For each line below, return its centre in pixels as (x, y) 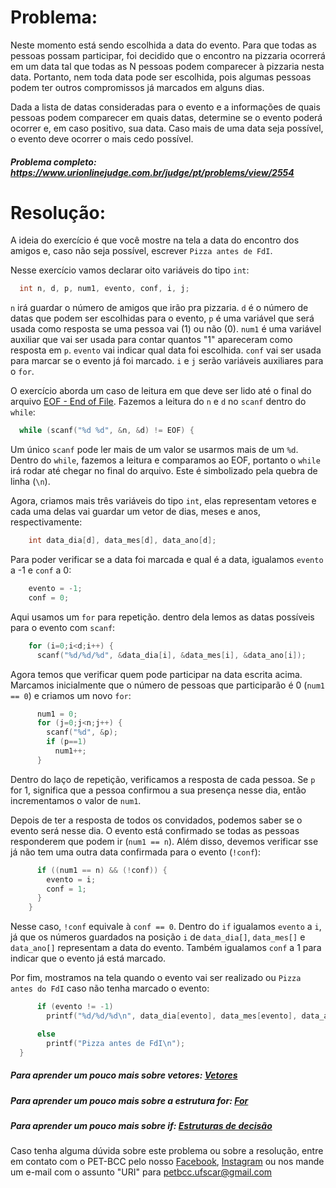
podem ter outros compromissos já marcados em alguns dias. (137, 87)
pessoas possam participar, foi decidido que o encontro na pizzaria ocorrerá (168, 55)
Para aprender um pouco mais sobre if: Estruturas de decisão (141, 1125)
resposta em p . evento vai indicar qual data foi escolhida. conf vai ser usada (166, 350)
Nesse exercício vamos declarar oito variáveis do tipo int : (130, 270)
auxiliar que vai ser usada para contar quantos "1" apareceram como (151, 340)
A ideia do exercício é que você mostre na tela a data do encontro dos (155, 240)
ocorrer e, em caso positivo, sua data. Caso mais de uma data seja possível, (167, 128)
